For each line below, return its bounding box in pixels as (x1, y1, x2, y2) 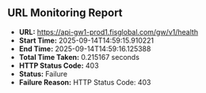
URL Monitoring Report (7, 6, 124, 20)
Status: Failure (18, 69, 68, 78)
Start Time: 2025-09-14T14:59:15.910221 (18, 35, 154, 45)
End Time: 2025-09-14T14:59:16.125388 (18, 43, 151, 54)
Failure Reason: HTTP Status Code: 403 (18, 77, 151, 87)
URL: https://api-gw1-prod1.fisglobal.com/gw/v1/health (18, 27, 199, 36)
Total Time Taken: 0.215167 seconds (18, 52, 140, 61)
